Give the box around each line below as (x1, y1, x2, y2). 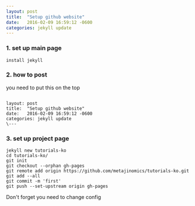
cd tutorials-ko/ (6, 153, 48, 159)
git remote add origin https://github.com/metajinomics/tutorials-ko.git (6, 168, 190, 174)
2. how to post (6, 71, 48, 79)
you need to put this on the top (6, 84, 81, 91)
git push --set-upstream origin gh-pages (6, 183, 109, 190)
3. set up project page (6, 134, 69, 142)
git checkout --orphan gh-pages (6, 163, 85, 169)
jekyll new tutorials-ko (6, 148, 67, 153)
